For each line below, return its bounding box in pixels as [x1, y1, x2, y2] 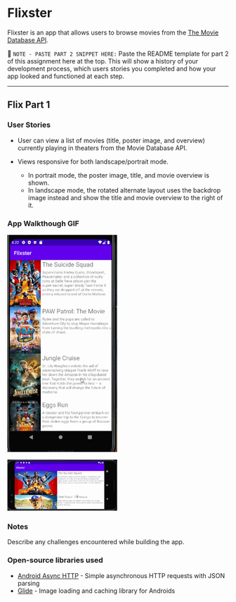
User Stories [7, 120, 51, 130]
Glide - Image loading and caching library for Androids [17, 586, 176, 595]
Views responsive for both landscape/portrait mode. [17, 157, 169, 166]
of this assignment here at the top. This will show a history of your [7, 56, 199, 65]
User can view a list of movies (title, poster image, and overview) [17, 136, 206, 145]
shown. [27, 178, 50, 187]
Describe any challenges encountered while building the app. [7, 538, 185, 546]
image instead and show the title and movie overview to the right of [27, 193, 223, 202]
